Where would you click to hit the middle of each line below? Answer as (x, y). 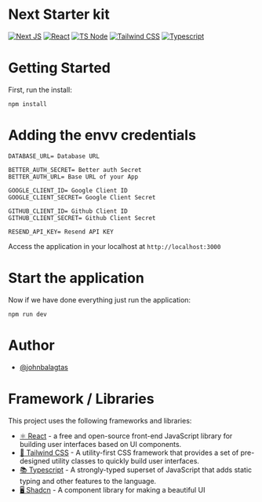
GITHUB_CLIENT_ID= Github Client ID (68, 211)
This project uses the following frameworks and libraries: (100, 420)
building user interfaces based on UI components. (100, 444)
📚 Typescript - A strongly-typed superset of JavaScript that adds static (136, 470)
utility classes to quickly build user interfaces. (126, 460)
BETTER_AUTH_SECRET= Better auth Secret (75, 170)
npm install (27, 104)
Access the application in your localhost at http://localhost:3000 (115, 246)
